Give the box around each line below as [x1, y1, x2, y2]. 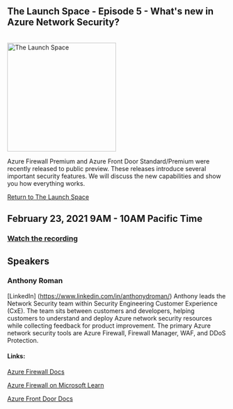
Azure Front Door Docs [7, 394, 73, 403]
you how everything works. [7, 179, 86, 187]
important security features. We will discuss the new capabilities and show [7, 172, 221, 180]
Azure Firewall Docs [7, 368, 65, 376]
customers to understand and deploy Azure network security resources [7, 314, 212, 322]
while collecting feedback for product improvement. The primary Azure [7, 321, 211, 330]
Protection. [7, 336, 39, 344]
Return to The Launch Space [7, 193, 89, 201]
